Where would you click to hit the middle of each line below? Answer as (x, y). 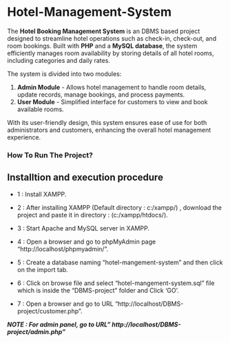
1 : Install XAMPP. (42, 194)
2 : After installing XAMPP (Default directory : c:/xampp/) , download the (119, 207)
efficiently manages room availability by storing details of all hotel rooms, (111, 53)
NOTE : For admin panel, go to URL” (59, 324)
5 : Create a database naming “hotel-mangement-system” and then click (120, 262)
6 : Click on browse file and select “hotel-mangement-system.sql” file (116, 283)
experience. (24, 137)
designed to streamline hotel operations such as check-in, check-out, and (112, 38)
